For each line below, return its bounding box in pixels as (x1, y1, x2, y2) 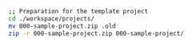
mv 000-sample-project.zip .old (8, 22, 116, 30)
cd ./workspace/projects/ (8, 14, 94, 23)
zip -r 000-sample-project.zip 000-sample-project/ (8, 29, 184, 37)
